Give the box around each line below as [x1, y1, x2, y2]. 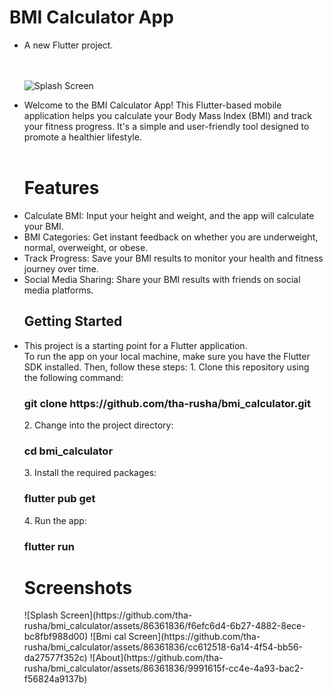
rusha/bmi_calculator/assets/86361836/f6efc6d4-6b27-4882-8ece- [23, 620, 306, 632]
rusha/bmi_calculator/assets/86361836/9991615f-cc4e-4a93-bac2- [23, 662, 304, 675]
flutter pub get [23, 492, 96, 506]
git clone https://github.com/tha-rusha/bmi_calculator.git [23, 396, 311, 410]
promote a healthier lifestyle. [23, 131, 142, 143]
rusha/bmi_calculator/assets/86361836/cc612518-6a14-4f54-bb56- [23, 641, 303, 653]
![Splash [23, 609, 59, 621]
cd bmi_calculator [23, 444, 114, 458]
